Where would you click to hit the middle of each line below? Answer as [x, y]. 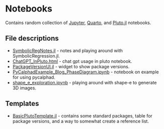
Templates [22, 104]
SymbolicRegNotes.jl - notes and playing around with [68, 50]
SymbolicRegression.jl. [36, 56]
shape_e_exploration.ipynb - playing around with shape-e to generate [85, 82]
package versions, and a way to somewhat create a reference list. [81, 121]
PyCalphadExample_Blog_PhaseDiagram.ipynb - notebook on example [86, 72]
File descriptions [32, 38]
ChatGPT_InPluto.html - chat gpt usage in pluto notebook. [72, 61]
